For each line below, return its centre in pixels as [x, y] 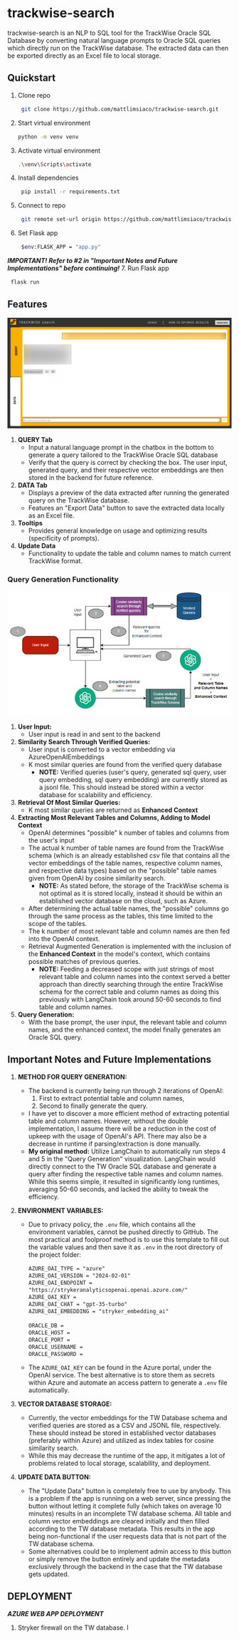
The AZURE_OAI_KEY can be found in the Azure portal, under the [120, 1367]
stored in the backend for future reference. [91, 478]
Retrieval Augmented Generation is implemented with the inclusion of [130, 946]
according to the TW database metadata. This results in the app [122, 1528]
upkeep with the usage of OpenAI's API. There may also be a [117, 1136]
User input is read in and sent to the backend [94, 734]
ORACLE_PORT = [49, 1340]
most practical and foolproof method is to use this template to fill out [128, 1239]
